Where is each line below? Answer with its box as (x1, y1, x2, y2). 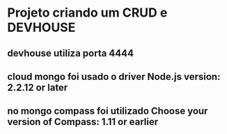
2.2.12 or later (7, 81, 68, 93)
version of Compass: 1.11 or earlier (7, 116, 159, 128)
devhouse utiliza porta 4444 (7, 47, 134, 59)
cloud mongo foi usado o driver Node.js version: (7, 71, 221, 83)
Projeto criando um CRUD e (7, 5, 168, 21)
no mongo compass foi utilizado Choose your (7, 106, 208, 117)
